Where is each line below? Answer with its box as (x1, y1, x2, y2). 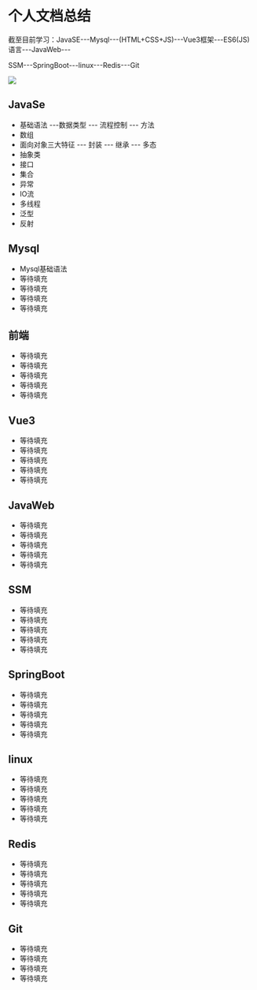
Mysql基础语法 (19, 263, 68, 273)
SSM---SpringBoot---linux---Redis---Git (8, 60, 140, 69)
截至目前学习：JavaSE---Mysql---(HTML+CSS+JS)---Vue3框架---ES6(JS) (8, 35, 250, 44)
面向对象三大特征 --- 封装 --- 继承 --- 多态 (19, 140, 157, 149)
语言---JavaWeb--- (8, 44, 72, 54)
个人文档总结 (8, 7, 92, 25)
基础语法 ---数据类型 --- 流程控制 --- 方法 (19, 120, 155, 129)
